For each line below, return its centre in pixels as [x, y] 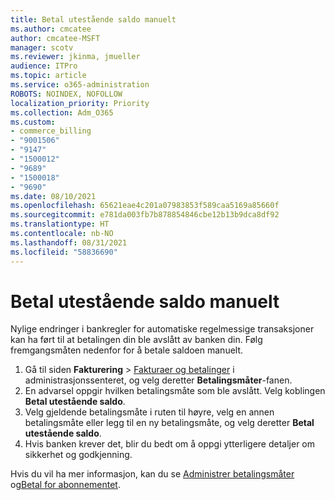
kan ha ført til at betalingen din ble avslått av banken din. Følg [136, 340]
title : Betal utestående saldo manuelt [93, 19]
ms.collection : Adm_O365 [62, 112]
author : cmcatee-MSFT [55, 38]
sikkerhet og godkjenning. [78, 455]
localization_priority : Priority [80, 103]
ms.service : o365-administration [80, 85]
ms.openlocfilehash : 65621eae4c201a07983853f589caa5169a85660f [145, 206]
